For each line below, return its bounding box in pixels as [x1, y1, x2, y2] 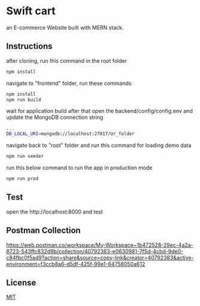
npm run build [6, 97, 42, 103]
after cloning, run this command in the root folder [6, 57, 127, 64]
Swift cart [6, 4, 56, 18]
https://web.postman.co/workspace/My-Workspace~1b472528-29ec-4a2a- [6, 241, 193, 249]
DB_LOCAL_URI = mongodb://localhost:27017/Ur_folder [6, 131, 135, 137]
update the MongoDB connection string [6, 114, 103, 121]
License [6, 277, 36, 287]
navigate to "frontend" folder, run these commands [6, 79, 132, 87]
